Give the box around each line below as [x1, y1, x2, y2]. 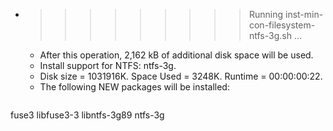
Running [248, 9, 284, 20]
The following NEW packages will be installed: [39, 81, 230, 93]
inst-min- [284, 9, 324, 20]
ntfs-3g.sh [248, 30, 292, 41]
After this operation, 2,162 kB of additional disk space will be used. [39, 49, 314, 61]
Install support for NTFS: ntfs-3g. [39, 60, 177, 71]
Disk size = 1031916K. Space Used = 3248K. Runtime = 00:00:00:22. [39, 70, 323, 82]
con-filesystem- [248, 19, 316, 31]
